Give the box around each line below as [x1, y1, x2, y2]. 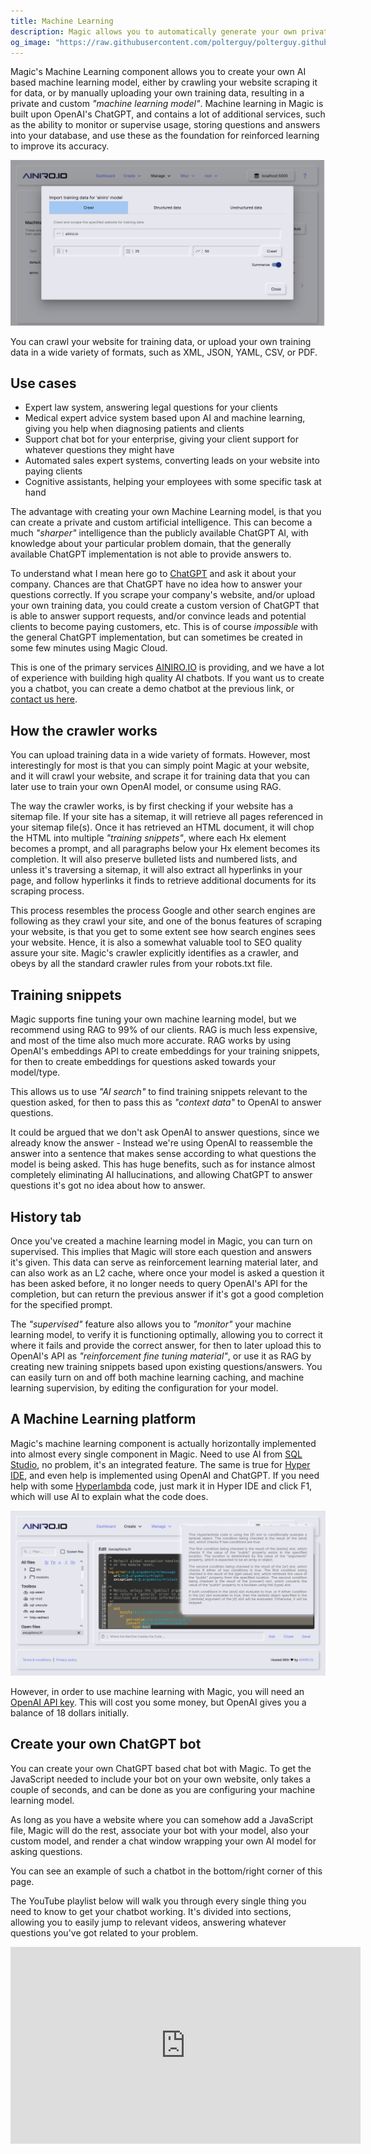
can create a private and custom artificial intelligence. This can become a [10, 516, 313, 529]
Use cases [10, 375, 77, 392]
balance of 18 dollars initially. [10, 1707, 130, 1719]
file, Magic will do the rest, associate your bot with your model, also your [10, 1824, 310, 1836]
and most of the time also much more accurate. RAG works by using [10, 1035, 292, 1047]
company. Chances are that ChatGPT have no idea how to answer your [10, 578, 303, 590]
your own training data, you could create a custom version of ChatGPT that [10, 600, 320, 612]
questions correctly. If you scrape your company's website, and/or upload [10, 589, 315, 601]
